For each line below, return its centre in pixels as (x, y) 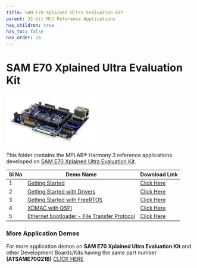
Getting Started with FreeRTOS (65, 200)
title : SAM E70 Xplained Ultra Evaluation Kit (65, 13)
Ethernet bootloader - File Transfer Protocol (82, 216)
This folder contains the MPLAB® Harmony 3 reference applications (89, 155)
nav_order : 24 (24, 38)
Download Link (159, 174)
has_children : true (30, 25)
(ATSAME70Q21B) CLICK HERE (45, 259)
